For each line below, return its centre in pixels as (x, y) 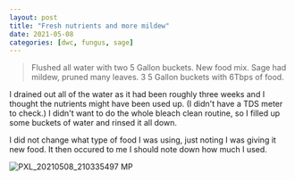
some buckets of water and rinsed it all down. (93, 123)
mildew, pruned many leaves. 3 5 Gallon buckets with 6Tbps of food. (157, 78)
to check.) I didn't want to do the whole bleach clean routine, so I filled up (145, 113)
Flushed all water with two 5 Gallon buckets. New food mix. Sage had (159, 68)
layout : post (34, 17)
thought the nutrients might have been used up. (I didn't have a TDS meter (146, 104)
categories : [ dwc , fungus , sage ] (72, 42)
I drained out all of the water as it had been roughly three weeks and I (137, 94)
